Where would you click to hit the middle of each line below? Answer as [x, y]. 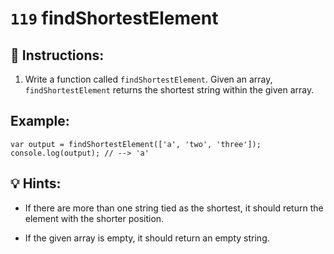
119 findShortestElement [114, 18]
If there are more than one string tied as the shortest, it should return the [174, 208]
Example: [40, 121]
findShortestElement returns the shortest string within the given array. [169, 90]
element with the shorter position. [94, 218]
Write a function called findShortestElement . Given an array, [148, 79]
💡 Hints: [36, 183]
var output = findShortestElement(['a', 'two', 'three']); [136, 144]
